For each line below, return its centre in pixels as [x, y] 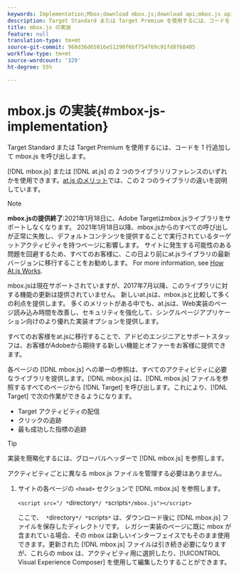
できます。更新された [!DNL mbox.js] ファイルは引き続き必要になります [122, 544]
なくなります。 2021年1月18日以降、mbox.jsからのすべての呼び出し [130, 227]
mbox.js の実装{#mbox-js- [86, 111]
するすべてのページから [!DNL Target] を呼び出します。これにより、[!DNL [120, 387]
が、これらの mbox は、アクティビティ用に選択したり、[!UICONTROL [119, 553]
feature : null [28, 34]
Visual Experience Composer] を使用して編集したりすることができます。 [124, 562]
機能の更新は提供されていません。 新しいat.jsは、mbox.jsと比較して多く [125, 294]
